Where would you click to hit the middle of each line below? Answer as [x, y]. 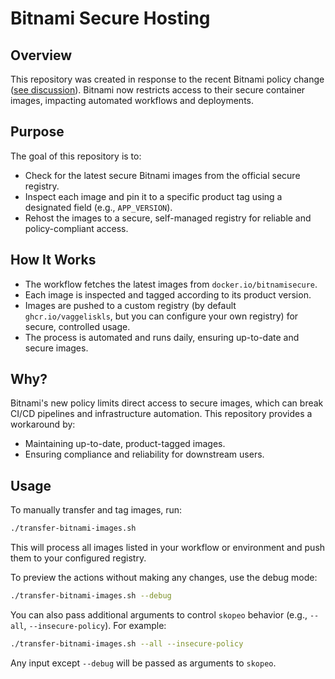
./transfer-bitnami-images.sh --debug [91, 596]
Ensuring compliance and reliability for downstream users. [144, 454]
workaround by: [43, 424]
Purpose [37, 132]
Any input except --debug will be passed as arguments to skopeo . [143, 663]
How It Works [53, 260]
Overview [41, 55]
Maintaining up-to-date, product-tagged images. [125, 444]
